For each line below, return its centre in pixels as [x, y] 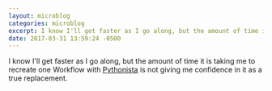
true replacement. [38, 78]
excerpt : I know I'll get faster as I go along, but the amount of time [134, 31]
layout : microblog [39, 16]
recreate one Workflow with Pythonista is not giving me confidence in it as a [136, 70]
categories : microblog [47, 23]
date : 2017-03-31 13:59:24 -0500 [65, 38]
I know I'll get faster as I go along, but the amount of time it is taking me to [132, 61]
